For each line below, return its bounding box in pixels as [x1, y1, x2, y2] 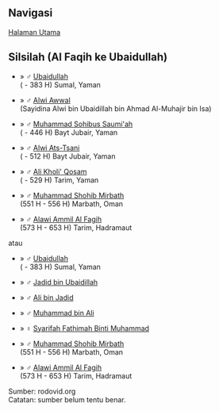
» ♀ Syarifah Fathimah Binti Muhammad [19, 323, 149, 332]
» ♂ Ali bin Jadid [19, 293, 74, 302]
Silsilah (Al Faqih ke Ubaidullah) [8, 51, 168, 64]
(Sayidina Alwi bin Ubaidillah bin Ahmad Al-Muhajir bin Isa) [19, 103, 212, 113]
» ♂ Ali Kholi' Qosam [19, 167, 87, 176]
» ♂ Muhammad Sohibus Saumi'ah [19, 119, 133, 129]
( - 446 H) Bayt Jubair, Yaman [19, 127, 118, 137]
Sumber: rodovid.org [8, 386, 76, 396]
